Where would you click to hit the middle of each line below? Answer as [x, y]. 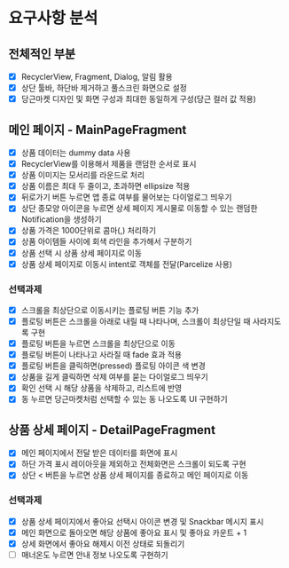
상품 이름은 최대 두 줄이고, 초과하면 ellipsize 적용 [105, 186]
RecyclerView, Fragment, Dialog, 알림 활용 [97, 77]
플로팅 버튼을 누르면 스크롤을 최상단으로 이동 [98, 343]
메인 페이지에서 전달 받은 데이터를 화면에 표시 [99, 453]
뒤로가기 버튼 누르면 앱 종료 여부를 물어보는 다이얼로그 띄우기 [126, 197]
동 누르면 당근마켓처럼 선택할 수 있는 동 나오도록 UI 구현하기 [124, 399]
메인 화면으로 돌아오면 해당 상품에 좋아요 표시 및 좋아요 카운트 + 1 [134, 532]
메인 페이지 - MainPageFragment [98, 130]
